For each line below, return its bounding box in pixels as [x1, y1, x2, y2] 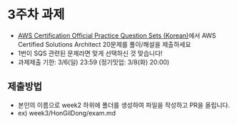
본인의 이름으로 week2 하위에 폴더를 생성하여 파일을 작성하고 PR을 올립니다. [17, 101, 231, 109]
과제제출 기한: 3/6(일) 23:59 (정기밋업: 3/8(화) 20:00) [17, 57, 170, 66]
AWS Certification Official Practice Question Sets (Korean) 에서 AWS [17, 31, 216, 40]
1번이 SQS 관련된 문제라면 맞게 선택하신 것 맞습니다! [17, 49, 163, 57]
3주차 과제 [7, 6, 65, 23]
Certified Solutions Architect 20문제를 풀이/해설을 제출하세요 [17, 40, 191, 48]
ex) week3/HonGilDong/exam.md [17, 108, 116, 117]
